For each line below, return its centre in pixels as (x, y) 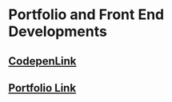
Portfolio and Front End (86, 15)
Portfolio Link (42, 88)
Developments (58, 31)
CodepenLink (42, 61)
